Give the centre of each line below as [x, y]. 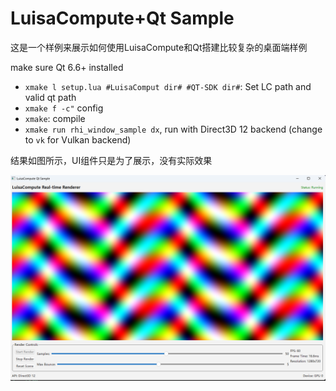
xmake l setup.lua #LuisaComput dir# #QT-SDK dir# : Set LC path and [168, 86]
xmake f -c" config [64, 108]
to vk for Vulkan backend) [78, 139]
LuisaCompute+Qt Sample [122, 18]
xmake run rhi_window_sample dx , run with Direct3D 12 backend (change [173, 129]
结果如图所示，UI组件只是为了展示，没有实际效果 [111, 160]
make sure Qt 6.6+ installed [67, 67]
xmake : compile [55, 118]
